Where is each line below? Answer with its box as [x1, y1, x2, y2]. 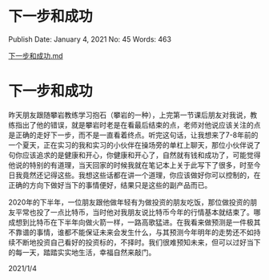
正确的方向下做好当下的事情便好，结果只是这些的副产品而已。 [8, 180, 212, 189]
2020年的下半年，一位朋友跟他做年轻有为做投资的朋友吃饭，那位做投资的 [8, 197, 251, 207]
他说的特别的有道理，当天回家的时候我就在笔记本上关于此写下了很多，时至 [8, 160, 254, 169]
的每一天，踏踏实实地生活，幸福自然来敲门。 [8, 247, 156, 257]
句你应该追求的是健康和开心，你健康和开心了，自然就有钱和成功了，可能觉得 [8, 150, 261, 160]
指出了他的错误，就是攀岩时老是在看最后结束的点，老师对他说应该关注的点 [14, 120, 261, 129]
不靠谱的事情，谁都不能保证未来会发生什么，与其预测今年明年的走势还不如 [8, 227, 254, 237]
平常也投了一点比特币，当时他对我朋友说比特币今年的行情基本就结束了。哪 [14, 207, 261, 217]
